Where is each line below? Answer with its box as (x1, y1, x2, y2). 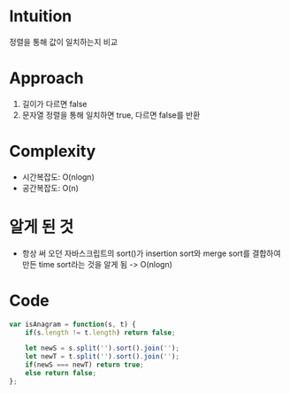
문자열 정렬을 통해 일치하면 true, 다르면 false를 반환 (21, 109, 201, 120)
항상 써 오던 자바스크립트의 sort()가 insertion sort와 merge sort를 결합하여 (21, 248, 281, 259)
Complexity (9, 142, 96, 161)
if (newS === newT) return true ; (25, 360, 144, 369)
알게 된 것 (9, 217, 74, 236)
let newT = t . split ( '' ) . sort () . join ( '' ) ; (25, 352, 180, 361)
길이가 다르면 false (21, 98, 87, 109)
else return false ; (25, 369, 97, 378)
